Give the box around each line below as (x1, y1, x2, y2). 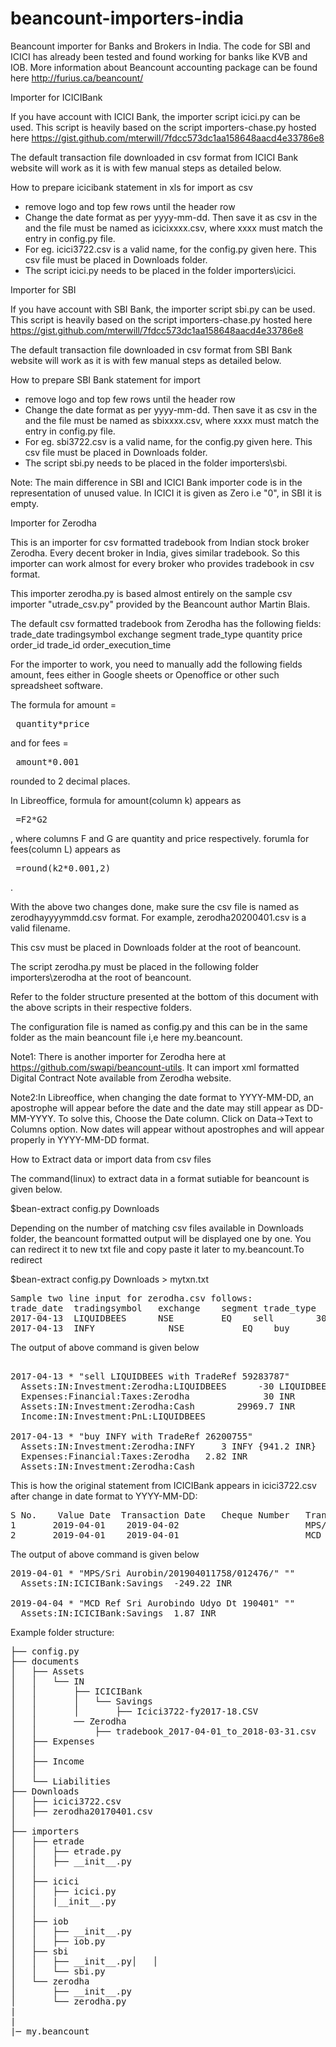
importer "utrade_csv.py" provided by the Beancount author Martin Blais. (10, 598, 311, 610)
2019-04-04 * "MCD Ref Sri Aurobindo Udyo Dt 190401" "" (10, 1597, 296, 1609)
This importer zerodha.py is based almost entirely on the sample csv (10, 587, 293, 599)
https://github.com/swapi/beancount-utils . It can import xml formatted (10, 1061, 300, 1073)
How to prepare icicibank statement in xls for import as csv (10, 181, 253, 193)
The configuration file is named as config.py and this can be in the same (10, 1020, 308, 1032)
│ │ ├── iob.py (10, 1935, 106, 1947)
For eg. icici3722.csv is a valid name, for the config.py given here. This (24, 243, 317, 255)
